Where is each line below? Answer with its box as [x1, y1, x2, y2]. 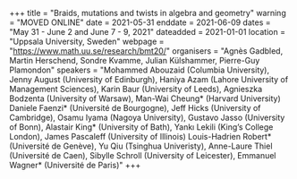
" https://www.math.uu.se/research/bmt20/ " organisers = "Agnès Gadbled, [9, 46, 284, 56]
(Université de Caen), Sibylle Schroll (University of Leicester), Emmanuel [9, 150, 276, 160]
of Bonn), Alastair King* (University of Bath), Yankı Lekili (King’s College [9, 122, 274, 132]
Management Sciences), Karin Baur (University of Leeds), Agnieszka [9, 84, 262, 94]
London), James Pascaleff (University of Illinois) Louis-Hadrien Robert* [9, 132, 272, 141]
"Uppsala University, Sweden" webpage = [9, 36, 165, 47]
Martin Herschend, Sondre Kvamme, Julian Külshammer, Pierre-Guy [9, 55, 260, 65]
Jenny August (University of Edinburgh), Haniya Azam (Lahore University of [9, 74, 289, 84]
